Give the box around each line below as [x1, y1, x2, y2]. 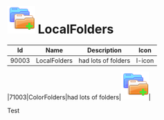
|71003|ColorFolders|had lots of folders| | [7, 93, 151, 101]
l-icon [136, 56, 154, 64]
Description [86, 46, 122, 54]
